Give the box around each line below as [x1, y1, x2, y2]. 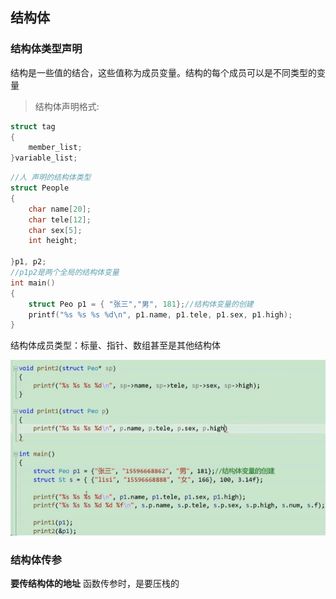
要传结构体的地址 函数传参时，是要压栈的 [10, 578, 180, 590]
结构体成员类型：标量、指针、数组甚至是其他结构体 [10, 339, 221, 352]
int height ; [28, 236, 78, 246]
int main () [10, 278, 56, 288]
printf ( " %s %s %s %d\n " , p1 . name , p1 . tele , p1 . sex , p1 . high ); [28, 309, 293, 320]
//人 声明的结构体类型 [10, 173, 92, 183]
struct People [10, 183, 70, 193]
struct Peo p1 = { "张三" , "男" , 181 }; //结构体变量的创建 [28, 299, 254, 309]
